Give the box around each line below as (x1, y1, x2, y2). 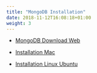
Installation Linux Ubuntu (15, 60, 78, 68)
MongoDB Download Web (15, 37, 81, 44)
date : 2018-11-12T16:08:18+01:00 (6, 15, 92, 21)
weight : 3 (6, 20, 32, 26)
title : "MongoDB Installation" (6, 9, 86, 15)
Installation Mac (15, 49, 56, 56)
